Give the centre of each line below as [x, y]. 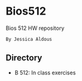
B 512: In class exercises [45, 72]
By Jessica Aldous [29, 39]
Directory [24, 58]
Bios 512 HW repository [35, 28]
